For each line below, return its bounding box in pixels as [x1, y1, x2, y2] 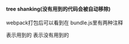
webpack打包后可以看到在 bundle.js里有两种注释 [6, 19, 124, 26]
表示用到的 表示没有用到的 [6, 32, 69, 39]
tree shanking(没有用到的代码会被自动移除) [6, 5, 111, 12]
